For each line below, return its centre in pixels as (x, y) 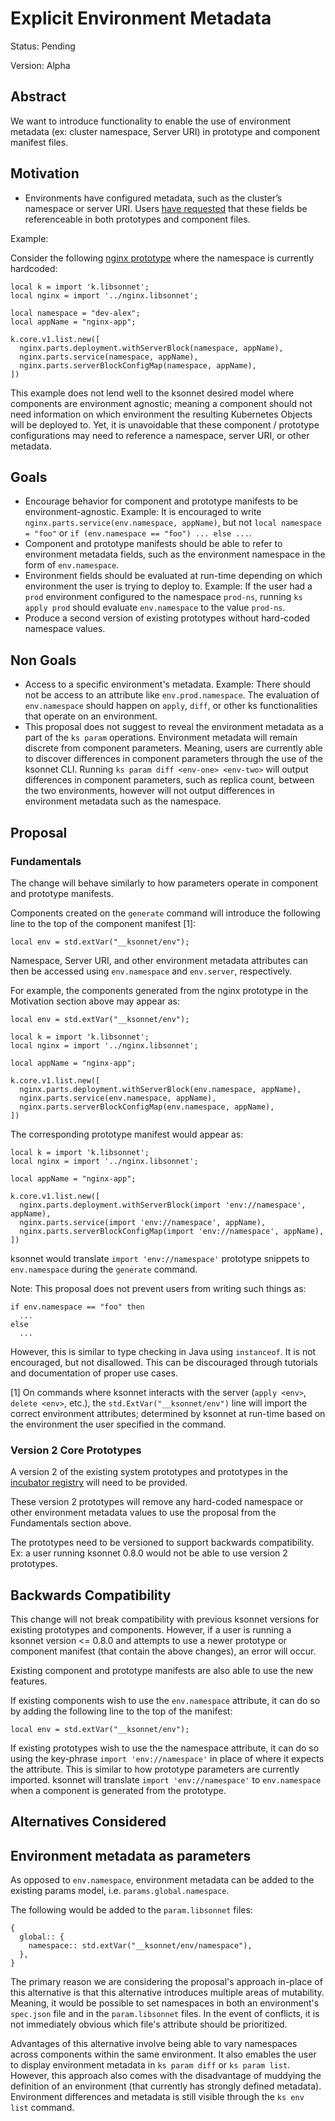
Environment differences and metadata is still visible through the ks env (157, 2097)
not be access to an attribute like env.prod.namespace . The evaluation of (172, 695)
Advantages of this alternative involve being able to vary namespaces (154, 2044)
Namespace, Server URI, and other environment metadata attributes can (159, 960)
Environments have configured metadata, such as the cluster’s (153, 198)
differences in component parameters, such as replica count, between (169, 780)
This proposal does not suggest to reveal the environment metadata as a (174, 727)
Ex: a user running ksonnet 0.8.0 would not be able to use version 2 (149, 1553)
